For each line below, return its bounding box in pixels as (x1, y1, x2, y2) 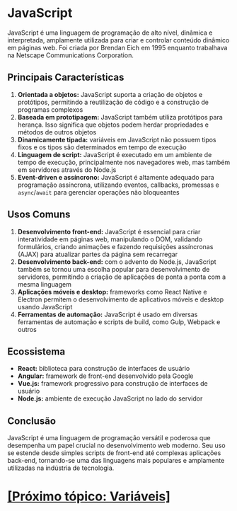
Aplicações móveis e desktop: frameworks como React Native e (17, 287, 207, 296)
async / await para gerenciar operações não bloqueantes (17, 188, 180, 196)
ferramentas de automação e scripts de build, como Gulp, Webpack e (17, 317, 221, 326)
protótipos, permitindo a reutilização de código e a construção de (17, 98, 209, 106)
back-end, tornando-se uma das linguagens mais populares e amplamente (7, 457, 225, 465)
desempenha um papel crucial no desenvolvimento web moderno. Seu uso (7, 441, 226, 450)
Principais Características (7, 71, 125, 84)
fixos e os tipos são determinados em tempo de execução (17, 143, 187, 151)
